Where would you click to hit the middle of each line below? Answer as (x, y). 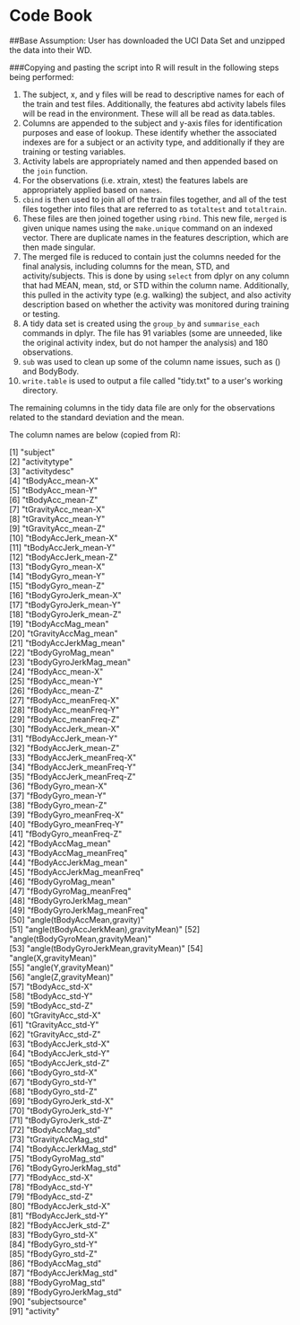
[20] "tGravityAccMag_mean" (64, 633)
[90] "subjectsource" (48, 1301)
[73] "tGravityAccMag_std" (59, 1139)
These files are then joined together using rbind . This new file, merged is (154, 218)
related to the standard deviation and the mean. (97, 417)
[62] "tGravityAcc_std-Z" (55, 1034)
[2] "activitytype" (41, 461)
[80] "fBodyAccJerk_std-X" (60, 1206)
